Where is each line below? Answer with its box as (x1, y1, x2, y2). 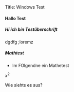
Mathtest (5, 50, 24, 56)
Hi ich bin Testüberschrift (5, 26, 57, 32)
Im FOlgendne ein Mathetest (12, 62, 69, 68)
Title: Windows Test (5, 4, 45, 10)
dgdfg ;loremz (5, 39, 34, 45)
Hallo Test (5, 15, 26, 21)
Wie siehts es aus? (5, 82, 43, 88)
